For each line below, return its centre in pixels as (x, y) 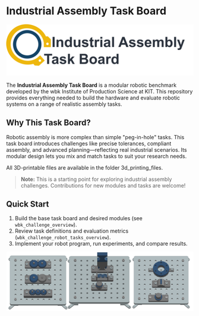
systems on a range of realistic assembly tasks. (64, 104)
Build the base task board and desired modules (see (78, 218)
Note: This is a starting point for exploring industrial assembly (96, 179)
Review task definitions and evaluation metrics (72, 231)
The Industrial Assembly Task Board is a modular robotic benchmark (91, 85)
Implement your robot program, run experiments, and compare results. (101, 244)
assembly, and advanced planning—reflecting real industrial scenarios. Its (97, 149)
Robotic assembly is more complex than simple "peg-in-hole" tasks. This (95, 137)
